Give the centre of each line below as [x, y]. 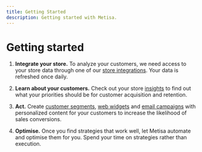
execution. [28, 144]
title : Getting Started [36, 12]
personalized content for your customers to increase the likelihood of [101, 113]
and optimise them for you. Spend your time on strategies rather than [101, 138]
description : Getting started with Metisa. [62, 17]
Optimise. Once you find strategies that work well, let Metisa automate [103, 131]
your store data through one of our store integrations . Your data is [97, 71]
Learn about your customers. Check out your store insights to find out [103, 89]
